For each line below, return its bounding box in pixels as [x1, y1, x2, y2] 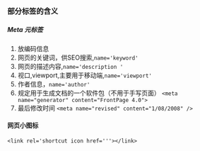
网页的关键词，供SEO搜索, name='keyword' [17, 53, 139, 62]
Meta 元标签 [7, 25, 44, 33]
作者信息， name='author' [17, 79, 90, 88]
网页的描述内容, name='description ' [17, 62, 124, 70]
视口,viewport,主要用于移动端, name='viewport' [17, 71, 152, 79]
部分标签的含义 [7, 6, 59, 16]
